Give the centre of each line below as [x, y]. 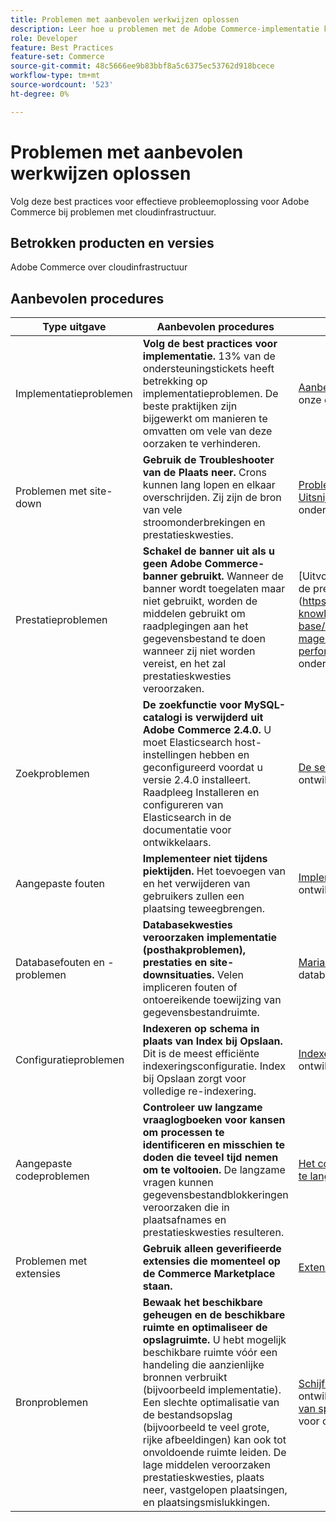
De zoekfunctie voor [192, 705]
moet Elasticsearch [187, 743]
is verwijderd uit [224, 718]
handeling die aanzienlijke [203, 1365]
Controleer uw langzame [202, 1108]
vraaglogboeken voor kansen [214, 1120]
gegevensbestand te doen [204, 639]
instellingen [169, 755]
